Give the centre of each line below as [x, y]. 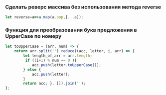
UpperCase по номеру [33, 36]
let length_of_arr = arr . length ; [58, 56]
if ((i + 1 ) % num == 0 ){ [51, 61]
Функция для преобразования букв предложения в [71, 30]
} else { [32, 70]
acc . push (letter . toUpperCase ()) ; [66, 65]
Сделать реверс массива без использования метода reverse [83, 7]
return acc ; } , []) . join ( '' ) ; [54, 84]
